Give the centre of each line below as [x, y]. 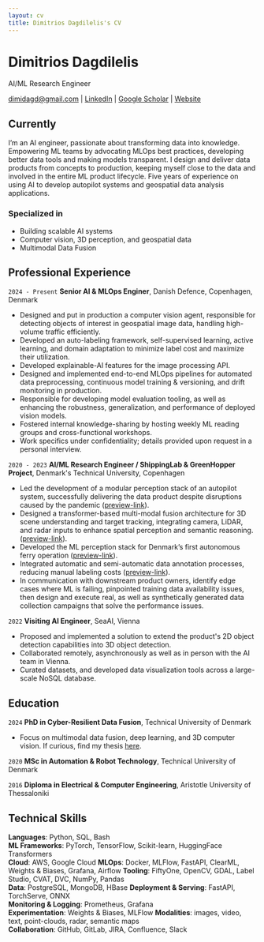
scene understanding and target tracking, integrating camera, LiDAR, [131, 522]
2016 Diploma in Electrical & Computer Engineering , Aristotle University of [130, 785]
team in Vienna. [45, 662]
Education [34, 703]
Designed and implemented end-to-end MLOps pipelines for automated [136, 374]
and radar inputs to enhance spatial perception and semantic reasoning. [136, 531]
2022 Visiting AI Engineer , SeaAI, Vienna [74, 621]
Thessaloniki [29, 794]
